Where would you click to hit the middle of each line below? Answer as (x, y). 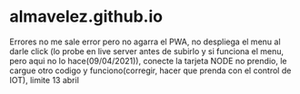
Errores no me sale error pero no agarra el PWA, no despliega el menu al (145, 42)
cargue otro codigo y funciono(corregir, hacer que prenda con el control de (150, 70)
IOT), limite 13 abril (45, 80)
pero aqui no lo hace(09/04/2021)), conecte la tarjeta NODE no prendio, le (148, 61)
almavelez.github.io (86, 17)
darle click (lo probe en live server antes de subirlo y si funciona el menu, (147, 51)
